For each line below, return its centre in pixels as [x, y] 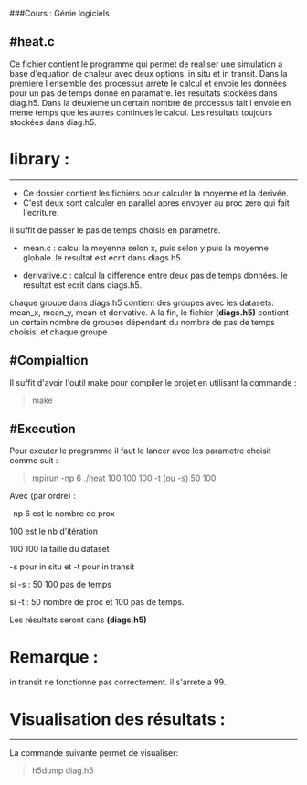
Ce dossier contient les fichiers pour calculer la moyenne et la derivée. [156, 193]
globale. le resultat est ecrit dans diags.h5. [102, 257]
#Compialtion [49, 361]
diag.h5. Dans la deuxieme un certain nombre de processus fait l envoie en [150, 102]
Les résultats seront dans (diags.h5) [78, 620]
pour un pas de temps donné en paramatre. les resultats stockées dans [143, 93]
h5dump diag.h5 [63, 770]
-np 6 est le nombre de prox [63, 514]
